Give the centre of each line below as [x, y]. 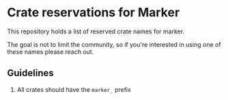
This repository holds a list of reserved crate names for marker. [96, 31]
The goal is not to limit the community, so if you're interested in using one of [114, 44]
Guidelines [30, 73]
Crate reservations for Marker [94, 13]
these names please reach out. [51, 52]
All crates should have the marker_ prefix [74, 89]
